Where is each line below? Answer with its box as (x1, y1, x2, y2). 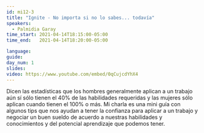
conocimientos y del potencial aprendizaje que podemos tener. (6, 120, 165, 128)
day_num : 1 (6, 59, 34, 66)
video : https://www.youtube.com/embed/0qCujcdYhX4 (6, 71, 138, 77)
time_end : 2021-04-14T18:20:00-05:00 (6, 37, 108, 43)
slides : (6, 65, 26, 71)
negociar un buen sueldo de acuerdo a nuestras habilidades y (6, 113, 162, 121)
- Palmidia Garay (12, 26, 56, 32)
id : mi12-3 (6, 9, 34, 15)
